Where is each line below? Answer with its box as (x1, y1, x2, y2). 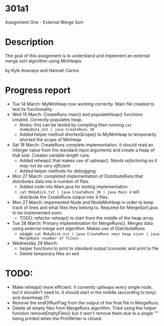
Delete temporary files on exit (19, 250, 79, 256)
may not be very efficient (19, 163, 70, 169)
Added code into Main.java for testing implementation (19, 183, 128, 189)
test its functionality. (12, 106, 53, 112)
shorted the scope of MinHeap (19, 136, 82, 143)
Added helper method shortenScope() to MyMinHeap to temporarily (19, 131, 157, 137)
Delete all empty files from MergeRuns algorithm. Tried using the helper (12, 305, 157, 311)
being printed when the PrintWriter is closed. (12, 315, 103, 321)
